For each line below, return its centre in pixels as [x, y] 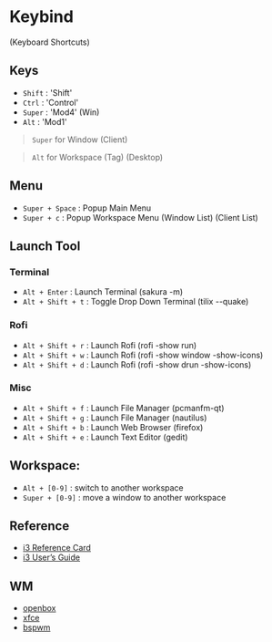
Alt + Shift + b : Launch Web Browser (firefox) [113, 427]
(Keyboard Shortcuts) [50, 42]
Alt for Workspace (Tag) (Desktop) [97, 157]
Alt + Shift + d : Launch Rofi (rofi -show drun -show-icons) [137, 364]
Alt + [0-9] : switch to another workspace [103, 487]
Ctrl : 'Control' [50, 102]
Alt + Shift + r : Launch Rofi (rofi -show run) [110, 345]
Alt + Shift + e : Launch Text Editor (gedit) [105, 437]
